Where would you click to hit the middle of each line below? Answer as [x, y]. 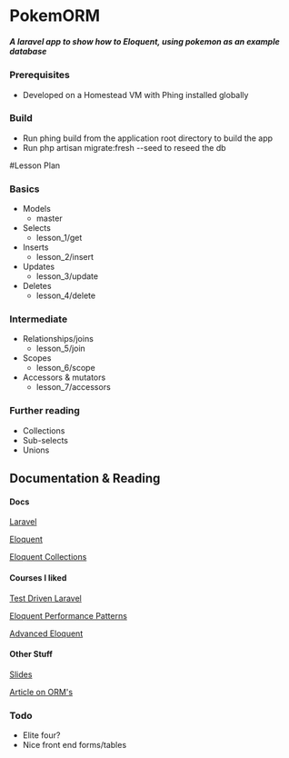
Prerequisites [40, 75]
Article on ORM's [41, 692]
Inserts [35, 247]
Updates [39, 267]
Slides [21, 674]
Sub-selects [45, 440]
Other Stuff [31, 654]
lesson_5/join [61, 349]
